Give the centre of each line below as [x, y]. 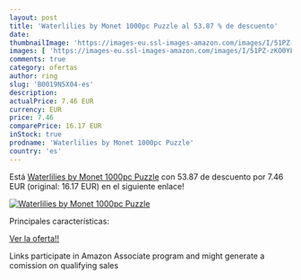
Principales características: [60, 221]
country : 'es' [36, 151]
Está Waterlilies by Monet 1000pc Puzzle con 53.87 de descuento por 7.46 [146, 177]
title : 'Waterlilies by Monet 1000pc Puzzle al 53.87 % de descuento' [144, 26]
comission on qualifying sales [64, 265]
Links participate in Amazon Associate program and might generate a [137, 256]
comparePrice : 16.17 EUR [56, 127]
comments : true [38, 59]
